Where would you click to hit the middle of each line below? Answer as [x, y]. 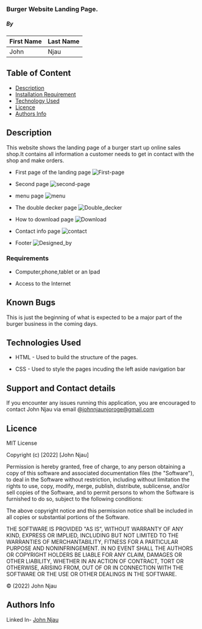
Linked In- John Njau [33, 619]
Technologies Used [44, 343]
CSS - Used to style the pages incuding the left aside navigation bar [100, 369]
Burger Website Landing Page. [52, 9]
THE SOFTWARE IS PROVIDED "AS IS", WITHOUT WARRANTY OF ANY [95, 529]
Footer [23, 242]
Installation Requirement [45, 94]
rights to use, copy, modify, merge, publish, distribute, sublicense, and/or [98, 486]
